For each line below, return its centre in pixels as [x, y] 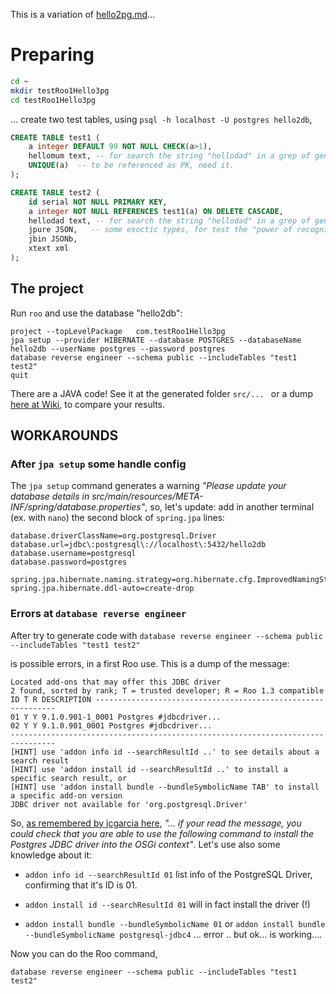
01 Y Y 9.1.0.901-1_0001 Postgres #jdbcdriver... [116, 717]
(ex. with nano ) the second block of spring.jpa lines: [118, 518]
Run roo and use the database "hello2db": [96, 313]
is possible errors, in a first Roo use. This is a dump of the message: [150, 663]
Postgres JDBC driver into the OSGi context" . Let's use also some [145, 844]
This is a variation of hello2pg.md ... [83, 14]
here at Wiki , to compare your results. [88, 404]
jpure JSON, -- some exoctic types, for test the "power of [160, 230]
